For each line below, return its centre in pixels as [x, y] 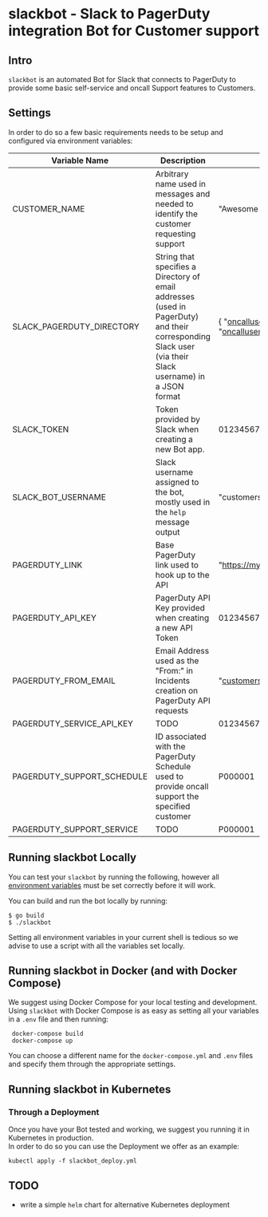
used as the [177, 661]
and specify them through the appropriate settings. [92, 1064]
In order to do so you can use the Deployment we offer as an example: [124, 1147]
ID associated [181, 737]
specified [173, 806]
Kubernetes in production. [51, 1138]
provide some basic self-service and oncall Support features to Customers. [132, 88]
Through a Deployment [54, 1112]
